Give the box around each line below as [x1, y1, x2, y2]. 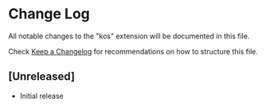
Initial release [19, 91, 64, 101]
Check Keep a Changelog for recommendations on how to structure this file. [8, 46, 259, 56]
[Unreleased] [8, 69, 76, 84]
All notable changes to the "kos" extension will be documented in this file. [8, 31, 250, 41]
